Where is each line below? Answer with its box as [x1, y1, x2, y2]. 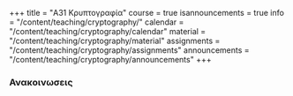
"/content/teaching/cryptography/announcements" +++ [9, 55, 212, 64]
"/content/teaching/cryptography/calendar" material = [9, 26, 207, 36]
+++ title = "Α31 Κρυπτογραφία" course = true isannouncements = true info [9, 8, 285, 18]
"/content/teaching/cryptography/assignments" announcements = [9, 45, 250, 55]
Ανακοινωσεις [9, 76, 73, 88]
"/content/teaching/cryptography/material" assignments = [9, 35, 221, 46]
